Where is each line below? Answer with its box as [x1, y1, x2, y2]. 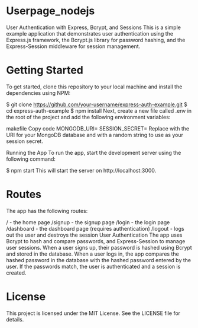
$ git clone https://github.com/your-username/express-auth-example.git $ [6, 101, 188, 108]
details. [6, 316, 24, 323]
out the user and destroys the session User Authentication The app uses [6, 231, 183, 238]
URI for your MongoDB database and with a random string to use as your [6, 131, 183, 138]
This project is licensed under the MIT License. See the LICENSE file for [6, 310, 181, 317]
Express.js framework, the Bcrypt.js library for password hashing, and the [6, 36, 186, 43]
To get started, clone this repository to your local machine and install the [6, 83, 183, 90]
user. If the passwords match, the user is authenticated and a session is [6, 263, 181, 270]
